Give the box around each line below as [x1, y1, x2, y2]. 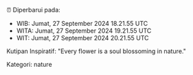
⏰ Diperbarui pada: [6, 6, 61, 14]
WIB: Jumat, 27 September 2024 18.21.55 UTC [16, 20, 148, 27]
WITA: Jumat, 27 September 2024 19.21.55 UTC [16, 27, 152, 35]
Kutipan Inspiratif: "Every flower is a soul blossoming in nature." [6, 47, 186, 55]
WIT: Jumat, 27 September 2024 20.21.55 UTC [16, 34, 149, 42]
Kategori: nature [6, 61, 52, 68]
